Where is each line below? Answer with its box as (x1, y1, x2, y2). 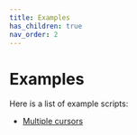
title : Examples (9, 13, 70, 22)
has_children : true (9, 22, 83, 31)
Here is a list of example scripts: (9, 98, 129, 109)
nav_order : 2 (9, 30, 59, 39)
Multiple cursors (22, 116, 84, 127)
